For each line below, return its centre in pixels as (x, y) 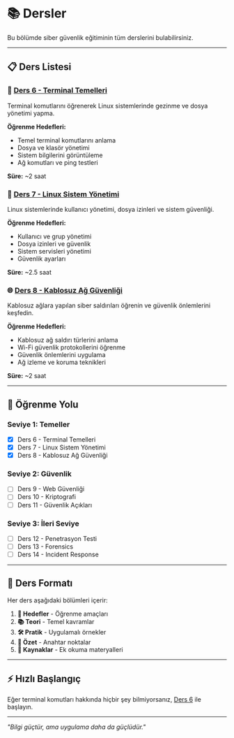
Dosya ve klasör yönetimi (53, 147)
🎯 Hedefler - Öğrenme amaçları (63, 614)
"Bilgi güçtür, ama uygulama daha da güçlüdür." (77, 727)
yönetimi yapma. (31, 113)
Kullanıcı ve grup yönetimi (54, 236)
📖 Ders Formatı (40, 583)
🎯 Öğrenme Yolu (43, 404)
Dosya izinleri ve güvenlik (54, 244)
